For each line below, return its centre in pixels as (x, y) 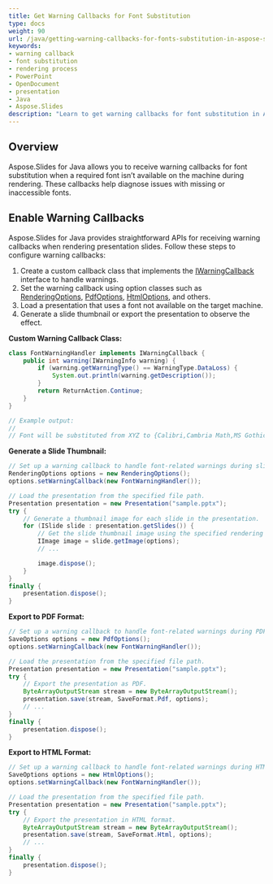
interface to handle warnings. (69, 279)
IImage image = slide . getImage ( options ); (109, 541)
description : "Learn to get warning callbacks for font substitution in (134, 115)
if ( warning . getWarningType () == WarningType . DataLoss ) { (138, 368)
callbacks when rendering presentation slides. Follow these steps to (122, 246)
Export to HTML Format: (50, 752)
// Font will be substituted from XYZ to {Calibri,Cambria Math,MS (125, 435)
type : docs (27, 24)
